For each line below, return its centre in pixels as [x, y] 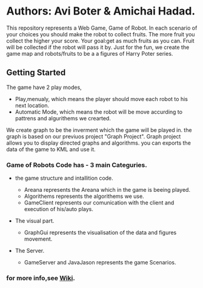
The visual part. [35, 221]
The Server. [30, 251]
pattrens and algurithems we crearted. [63, 118]
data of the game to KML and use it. [51, 149]
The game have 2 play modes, [44, 87]
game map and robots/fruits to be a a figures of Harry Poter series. [90, 53]
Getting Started [36, 73]
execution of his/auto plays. [59, 209]
